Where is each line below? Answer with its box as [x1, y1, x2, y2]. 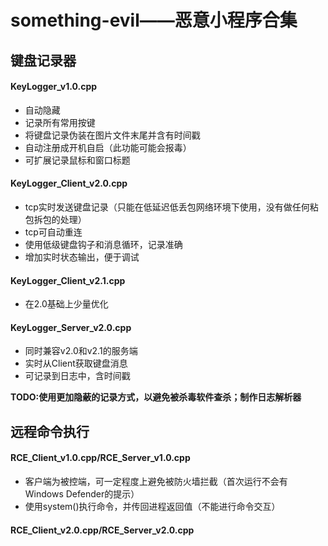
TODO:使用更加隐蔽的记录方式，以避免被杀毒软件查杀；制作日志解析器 [10, 391, 302, 403]
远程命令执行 [10, 423, 90, 440]
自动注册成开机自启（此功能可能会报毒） [24, 141, 192, 153]
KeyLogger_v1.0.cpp [10, 81, 98, 93]
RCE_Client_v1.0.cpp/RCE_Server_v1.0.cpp [10, 452, 191, 464]
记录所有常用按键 [24, 116, 96, 128]
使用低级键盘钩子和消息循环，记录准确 [24, 238, 183, 250]
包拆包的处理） [24, 213, 87, 225]
